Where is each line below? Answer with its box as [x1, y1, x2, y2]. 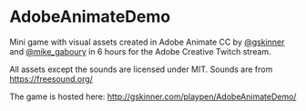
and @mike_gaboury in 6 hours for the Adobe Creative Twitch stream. [9, 45, 271, 56]
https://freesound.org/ [9, 73, 94, 84]
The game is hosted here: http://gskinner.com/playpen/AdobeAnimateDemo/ [9, 91, 297, 102]
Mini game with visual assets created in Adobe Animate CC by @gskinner [9, 36, 285, 47]
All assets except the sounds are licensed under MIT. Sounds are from [9, 64, 273, 75]
